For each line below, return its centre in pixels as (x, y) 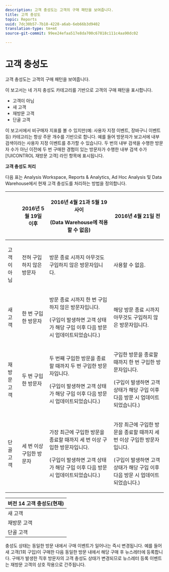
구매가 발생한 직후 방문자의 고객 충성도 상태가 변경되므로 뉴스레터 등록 (80, 558)
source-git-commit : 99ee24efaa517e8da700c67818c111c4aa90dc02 (72, 33)
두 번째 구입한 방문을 (72, 358)
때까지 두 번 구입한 (76, 366)
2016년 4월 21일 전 (138, 216)
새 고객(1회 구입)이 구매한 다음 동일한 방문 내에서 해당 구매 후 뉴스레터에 (75, 552)
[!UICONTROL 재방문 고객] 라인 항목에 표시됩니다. (55, 155)
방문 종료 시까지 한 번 (73, 299)
